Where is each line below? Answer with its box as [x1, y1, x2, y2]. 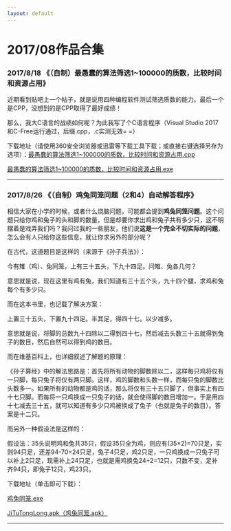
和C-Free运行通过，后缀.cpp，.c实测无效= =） [7, 127, 139, 136]
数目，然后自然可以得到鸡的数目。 [19, 338, 115, 346]
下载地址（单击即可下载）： [7, 479, 82, 488]
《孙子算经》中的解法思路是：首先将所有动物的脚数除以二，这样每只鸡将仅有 [7, 367, 224, 376]
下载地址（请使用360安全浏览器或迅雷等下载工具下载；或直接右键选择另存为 [7, 142, 223, 150]
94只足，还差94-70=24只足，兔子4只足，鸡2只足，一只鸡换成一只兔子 [12, 448, 214, 456]
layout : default [7, 10, 54, 17]
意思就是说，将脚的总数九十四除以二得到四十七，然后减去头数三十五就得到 [7, 329, 218, 338]
